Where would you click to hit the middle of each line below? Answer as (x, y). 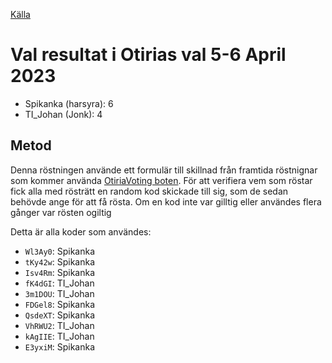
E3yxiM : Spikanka (60, 346)
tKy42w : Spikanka (60, 261)
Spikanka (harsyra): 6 (69, 103)
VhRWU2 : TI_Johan (59, 325)
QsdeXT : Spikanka (60, 315)
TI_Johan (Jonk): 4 (63, 114)
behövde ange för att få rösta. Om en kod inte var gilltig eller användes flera (166, 201)
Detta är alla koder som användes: (81, 231)
